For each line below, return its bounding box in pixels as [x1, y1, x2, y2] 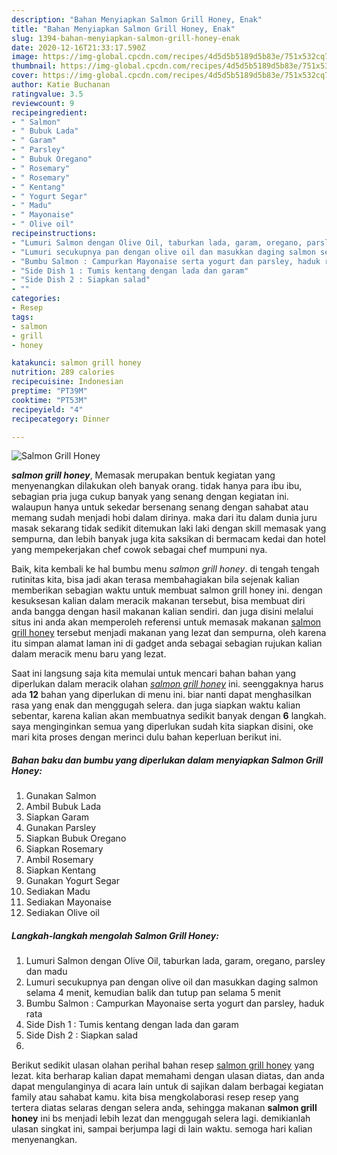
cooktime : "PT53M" [11, 395, 88, 405]
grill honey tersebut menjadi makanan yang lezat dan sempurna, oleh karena [11, 627, 327, 639]
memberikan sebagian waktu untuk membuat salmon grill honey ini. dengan [11, 584, 323, 596]
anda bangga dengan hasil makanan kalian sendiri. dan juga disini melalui [11, 606, 314, 618]
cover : [11, 71, 39, 81]
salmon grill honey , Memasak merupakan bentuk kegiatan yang [11, 469, 276, 481]
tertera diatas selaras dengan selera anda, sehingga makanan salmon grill [11, 1102, 318, 1114]
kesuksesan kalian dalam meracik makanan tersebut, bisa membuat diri [11, 595, 306, 607]
